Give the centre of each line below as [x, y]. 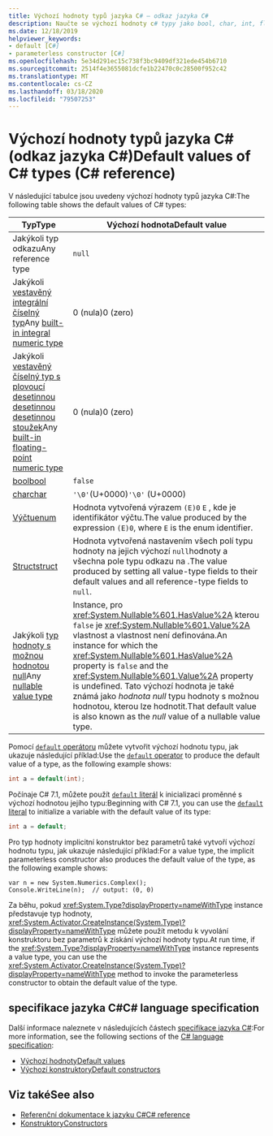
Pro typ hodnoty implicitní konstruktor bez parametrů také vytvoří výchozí [132, 842]
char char [30, 495]
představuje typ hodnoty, [50, 914]
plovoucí [29, 387]
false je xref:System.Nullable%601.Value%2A [161, 625]
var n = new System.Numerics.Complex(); [78, 883]
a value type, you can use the [58, 957]
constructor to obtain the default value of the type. [93, 983]
